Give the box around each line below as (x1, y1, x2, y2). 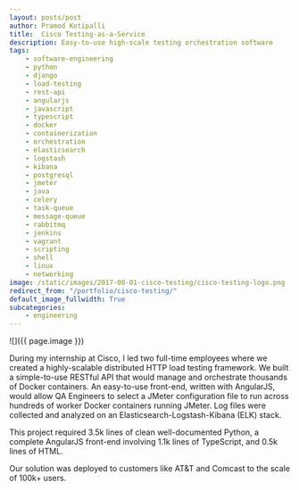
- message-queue (25, 211, 87, 221)
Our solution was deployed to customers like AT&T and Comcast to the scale (9, 463, 290, 474)
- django (25, 71, 58, 80)
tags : (9, 46, 29, 55)
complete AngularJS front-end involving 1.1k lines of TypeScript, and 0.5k (9, 437, 278, 447)
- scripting (25, 245, 70, 254)
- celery (25, 195, 58, 205)
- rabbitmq (25, 220, 66, 229)
